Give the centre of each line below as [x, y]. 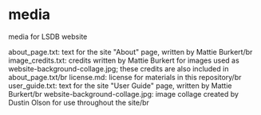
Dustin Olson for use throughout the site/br [79, 102]
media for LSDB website [48, 36]
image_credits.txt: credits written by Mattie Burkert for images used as [124, 60]
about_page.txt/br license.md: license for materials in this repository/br [125, 77]
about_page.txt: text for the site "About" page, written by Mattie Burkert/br [130, 52]
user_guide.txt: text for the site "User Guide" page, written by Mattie [120, 86]
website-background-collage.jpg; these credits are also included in [119, 68]
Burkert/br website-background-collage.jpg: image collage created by [124, 94]
